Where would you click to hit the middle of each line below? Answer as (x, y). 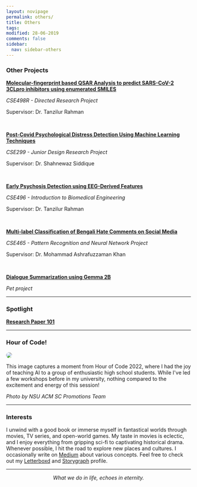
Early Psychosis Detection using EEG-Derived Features (74, 186)
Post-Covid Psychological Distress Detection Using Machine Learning (93, 135)
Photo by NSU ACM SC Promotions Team (56, 396)
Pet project (19, 288)
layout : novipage (27, 11)
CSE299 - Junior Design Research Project (57, 152)
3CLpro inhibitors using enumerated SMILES (61, 89)
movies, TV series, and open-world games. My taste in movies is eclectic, (95, 436)
